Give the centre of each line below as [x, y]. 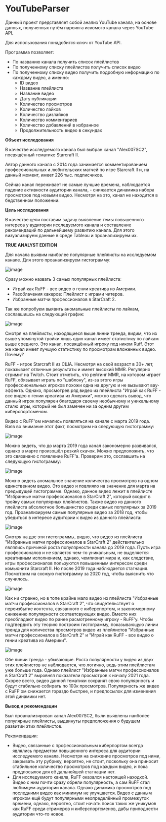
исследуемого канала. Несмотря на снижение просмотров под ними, [86, 756]
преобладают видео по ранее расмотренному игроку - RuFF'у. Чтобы [79, 619]
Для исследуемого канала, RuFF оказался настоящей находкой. [80, 777]
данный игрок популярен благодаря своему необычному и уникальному [82, 401]
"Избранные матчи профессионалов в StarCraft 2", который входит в [78, 496]
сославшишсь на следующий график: [45, 314]
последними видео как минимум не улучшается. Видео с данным [82, 793]
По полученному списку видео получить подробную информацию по [86, 72]
